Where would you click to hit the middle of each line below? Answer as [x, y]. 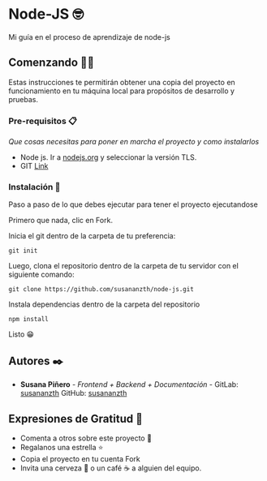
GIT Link [34, 166]
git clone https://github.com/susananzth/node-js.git [101, 290]
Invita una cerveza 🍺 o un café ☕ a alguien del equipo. [111, 468]
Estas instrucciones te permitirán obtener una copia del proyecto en [122, 82]
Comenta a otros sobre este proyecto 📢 [86, 438]
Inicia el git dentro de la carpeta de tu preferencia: [92, 236]
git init [23, 251]
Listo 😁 [22, 334]
